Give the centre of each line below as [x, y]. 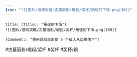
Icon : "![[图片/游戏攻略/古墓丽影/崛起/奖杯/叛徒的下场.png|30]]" [69, 10]
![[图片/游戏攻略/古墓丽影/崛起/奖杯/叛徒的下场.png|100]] [61, 30]
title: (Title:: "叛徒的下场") [36, 24]
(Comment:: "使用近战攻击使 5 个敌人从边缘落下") [52, 39]
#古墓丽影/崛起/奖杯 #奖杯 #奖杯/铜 [42, 49]
